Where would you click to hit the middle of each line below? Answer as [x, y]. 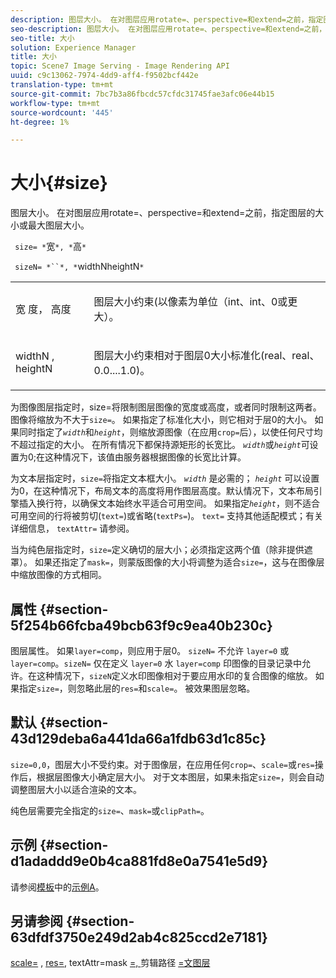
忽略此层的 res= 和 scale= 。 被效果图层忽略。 [166, 688]
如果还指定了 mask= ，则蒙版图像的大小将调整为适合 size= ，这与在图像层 [179, 562]
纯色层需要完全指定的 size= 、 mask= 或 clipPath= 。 [110, 810]
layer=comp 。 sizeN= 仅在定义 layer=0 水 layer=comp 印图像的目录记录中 [156, 663]
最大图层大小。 [58, 225]
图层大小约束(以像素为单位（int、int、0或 [190, 302]
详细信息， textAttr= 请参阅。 [72, 528]
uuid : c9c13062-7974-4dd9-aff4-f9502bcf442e [104, 76]
